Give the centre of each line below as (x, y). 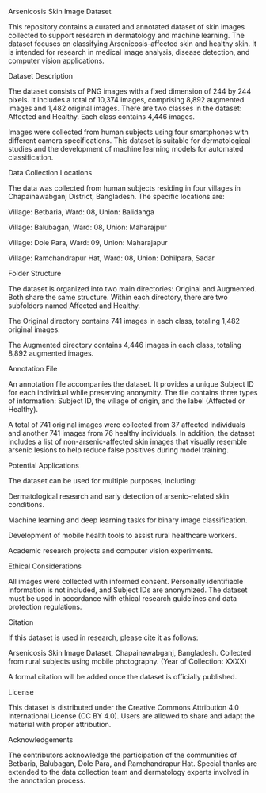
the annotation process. (47, 780)
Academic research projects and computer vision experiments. (111, 550)
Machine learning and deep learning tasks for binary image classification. (128, 520)
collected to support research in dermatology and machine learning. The (127, 35)
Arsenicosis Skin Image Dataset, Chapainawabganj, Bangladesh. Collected (130, 653)
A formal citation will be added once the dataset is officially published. (123, 677)
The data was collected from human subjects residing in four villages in (125, 188)
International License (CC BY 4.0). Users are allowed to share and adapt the (132, 716)
